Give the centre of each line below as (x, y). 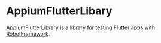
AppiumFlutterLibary (59, 11)
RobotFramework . (28, 33)
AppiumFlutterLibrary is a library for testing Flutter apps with (81, 27)
